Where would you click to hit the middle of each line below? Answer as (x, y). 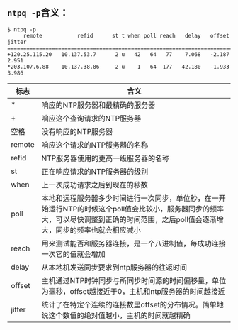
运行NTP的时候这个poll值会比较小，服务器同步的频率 (136, 209)
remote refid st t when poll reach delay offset (126, 35)
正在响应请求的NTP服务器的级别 (95, 171)
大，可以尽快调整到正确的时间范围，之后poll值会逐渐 (129, 219)
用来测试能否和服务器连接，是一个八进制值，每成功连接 (134, 243)
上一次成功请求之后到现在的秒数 (95, 185)
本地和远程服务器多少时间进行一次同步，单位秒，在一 (130, 198)
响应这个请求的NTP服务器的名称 (95, 145)
